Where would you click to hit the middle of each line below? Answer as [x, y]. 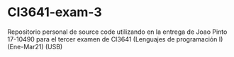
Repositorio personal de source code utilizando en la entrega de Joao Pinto [117, 32]
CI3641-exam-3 [55, 12]
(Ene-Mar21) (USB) [35, 46]
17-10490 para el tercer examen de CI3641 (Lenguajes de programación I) [115, 39]
